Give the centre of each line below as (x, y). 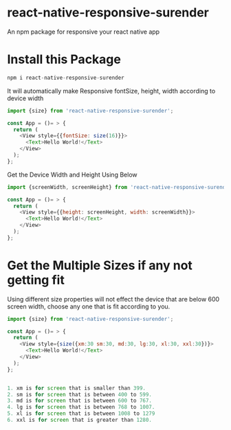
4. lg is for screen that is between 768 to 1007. (81, 407)
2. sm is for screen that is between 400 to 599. (80, 394)
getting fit (36, 280)
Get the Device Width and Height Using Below (72, 174)
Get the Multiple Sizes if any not (100, 265)
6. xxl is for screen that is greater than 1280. (80, 420)
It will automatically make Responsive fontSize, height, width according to (111, 91)
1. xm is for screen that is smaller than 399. (77, 388)
